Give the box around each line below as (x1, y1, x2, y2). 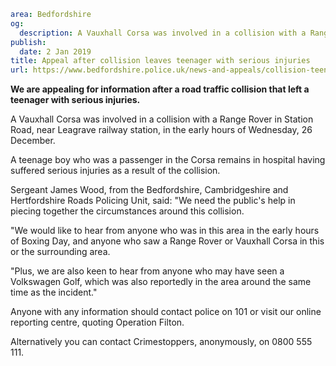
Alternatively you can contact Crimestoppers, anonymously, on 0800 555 (10, 336, 313, 348)
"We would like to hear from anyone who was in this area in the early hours (10, 225, 320, 237)
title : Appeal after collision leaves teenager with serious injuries (10, 56, 311, 66)
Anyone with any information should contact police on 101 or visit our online (10, 306, 322, 318)
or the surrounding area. (10, 246, 111, 258)
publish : (10, 37, 47, 47)
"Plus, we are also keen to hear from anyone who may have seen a (10, 265, 285, 277)
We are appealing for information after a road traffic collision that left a (10, 83, 310, 95)
